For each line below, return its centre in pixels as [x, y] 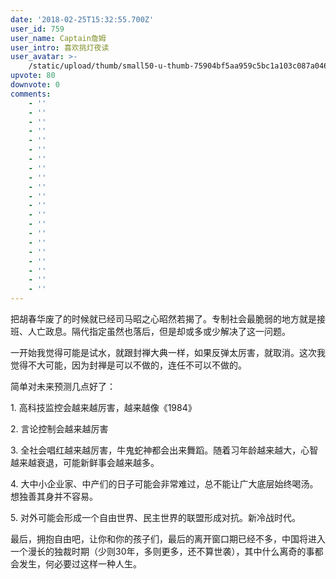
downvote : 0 [35, 85]
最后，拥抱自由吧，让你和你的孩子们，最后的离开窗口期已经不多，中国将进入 [168, 539]
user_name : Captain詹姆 [58, 38]
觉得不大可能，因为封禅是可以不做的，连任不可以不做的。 [128, 365]
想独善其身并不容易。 [54, 496]
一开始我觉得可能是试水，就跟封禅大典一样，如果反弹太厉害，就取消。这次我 [168, 352]
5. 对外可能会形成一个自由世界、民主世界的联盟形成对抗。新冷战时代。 [155, 517]
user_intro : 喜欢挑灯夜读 [60, 47]
